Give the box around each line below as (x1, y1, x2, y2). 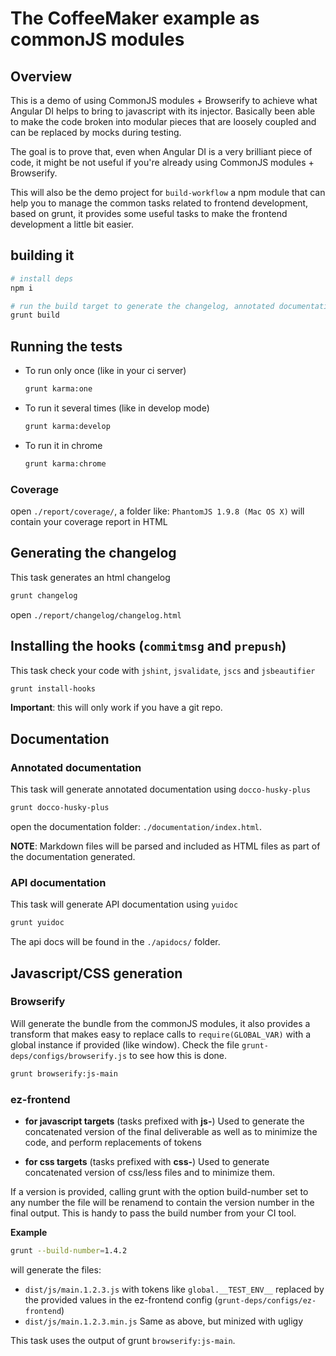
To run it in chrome (24, 439, 103, 451)
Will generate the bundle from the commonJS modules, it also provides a (10, 1017, 311, 1029)
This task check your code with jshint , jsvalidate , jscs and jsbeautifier (10, 664, 316, 676)
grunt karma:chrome (24, 458, 107, 469)
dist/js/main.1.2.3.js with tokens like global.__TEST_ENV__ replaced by (24, 1283, 325, 1295)
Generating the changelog (10, 545, 177, 562)
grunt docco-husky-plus (10, 803, 110, 813)
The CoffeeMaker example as (10, 7, 260, 30)
